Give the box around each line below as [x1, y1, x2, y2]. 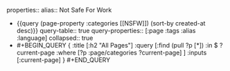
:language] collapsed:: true [16, 34, 94, 42]
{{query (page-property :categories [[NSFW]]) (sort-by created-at [16, 19, 206, 27]
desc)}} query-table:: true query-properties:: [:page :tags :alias [16, 27, 196, 34]
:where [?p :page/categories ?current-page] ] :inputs [56, 48, 207, 57]
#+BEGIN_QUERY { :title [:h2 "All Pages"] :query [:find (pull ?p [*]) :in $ [16, 41, 218, 49]
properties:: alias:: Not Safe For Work [6, 6, 112, 14]
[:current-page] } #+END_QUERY [16, 56, 111, 64]
